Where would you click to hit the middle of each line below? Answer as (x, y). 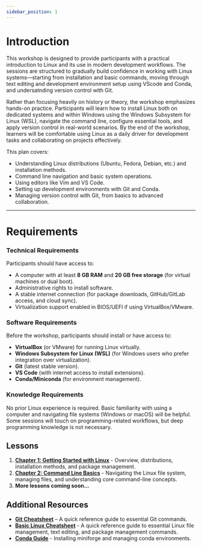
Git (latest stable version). (47, 367)
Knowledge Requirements (45, 395)
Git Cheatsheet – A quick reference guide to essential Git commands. (101, 519)
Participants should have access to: (50, 263)
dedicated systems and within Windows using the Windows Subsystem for (99, 114)
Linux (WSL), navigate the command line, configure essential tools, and (94, 121)
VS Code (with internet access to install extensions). (80, 373)
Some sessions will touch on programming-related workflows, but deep (95, 421)
